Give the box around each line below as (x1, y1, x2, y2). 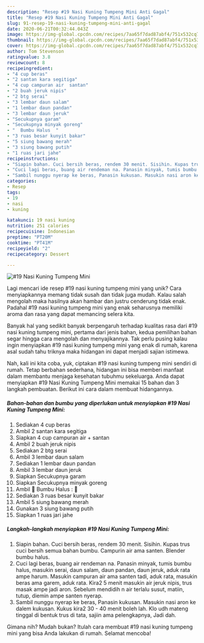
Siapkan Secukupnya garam (15, 473, 86, 480)
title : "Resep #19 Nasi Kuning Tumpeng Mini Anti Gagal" (7, 15, 154, 21)
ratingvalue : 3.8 (7, 54, 51, 60)
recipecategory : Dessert (7, 251, 70, 257)
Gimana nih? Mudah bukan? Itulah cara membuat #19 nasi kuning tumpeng (7, 623, 193, 631)
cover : (7, 43, 24, 49)
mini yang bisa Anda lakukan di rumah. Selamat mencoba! (7, 630, 151, 637)
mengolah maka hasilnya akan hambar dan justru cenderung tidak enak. (7, 298, 186, 305)
